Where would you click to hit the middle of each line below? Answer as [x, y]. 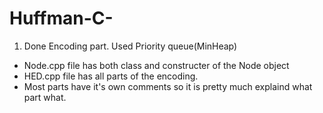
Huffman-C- [61, 18]
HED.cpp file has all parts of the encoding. [111, 76]
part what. [45, 97]
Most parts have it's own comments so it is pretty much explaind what [168, 86]
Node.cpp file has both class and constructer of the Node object [156, 65]
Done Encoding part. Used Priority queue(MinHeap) [130, 46]
